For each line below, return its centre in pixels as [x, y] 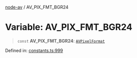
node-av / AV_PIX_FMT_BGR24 [37, 7]
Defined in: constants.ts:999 [34, 50]
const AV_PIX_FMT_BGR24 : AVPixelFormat [61, 41]
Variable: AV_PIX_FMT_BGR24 [69, 27]
